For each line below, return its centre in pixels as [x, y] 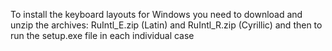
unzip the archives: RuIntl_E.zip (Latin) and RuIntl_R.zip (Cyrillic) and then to [166, 25]
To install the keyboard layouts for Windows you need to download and [156, 14]
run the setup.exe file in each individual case [102, 35]
